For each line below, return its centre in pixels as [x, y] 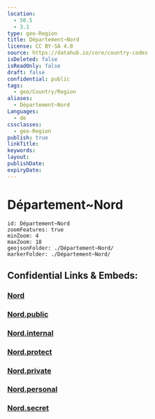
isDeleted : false [32, 60]
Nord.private [29, 371]
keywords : [22, 151]
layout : [19, 157]
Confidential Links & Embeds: [73, 275]
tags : [15, 85]
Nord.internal [30, 333]
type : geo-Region [32, 33]
